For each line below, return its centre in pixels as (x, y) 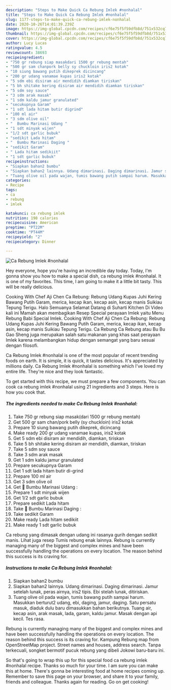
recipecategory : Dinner (31, 242)
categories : (18, 181)
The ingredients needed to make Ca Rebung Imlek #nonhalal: (72, 404)
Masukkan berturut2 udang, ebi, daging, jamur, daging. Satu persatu (84, 602)
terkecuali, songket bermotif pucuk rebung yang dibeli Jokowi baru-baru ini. (85, 650)
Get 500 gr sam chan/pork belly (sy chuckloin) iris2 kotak (73, 422)
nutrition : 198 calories (32, 218)
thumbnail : (17, 34)
